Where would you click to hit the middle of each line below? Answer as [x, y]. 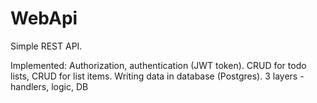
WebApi [44, 18]
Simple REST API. [46, 46]
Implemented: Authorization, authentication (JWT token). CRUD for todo [158, 65]
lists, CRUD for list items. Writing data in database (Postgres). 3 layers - [157, 76]
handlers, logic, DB [49, 86]
